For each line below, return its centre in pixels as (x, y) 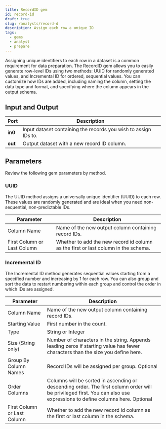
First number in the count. (77, 323)
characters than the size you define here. (94, 352)
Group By (19, 360)
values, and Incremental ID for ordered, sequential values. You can (73, 76)
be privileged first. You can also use (88, 393)
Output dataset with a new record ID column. (74, 143)
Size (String (21, 343)
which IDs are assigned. (30, 289)
